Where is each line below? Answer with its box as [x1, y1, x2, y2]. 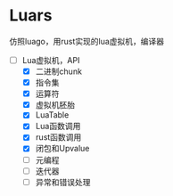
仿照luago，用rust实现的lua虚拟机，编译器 [9, 36, 165, 46]
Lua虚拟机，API [21, 54, 80, 65]
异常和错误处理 [35, 176, 91, 187]
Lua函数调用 [35, 121, 81, 132]
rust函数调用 [35, 132, 82, 143]
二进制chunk [35, 66, 83, 77]
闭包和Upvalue [35, 143, 90, 154]
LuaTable [35, 110, 70, 120]
